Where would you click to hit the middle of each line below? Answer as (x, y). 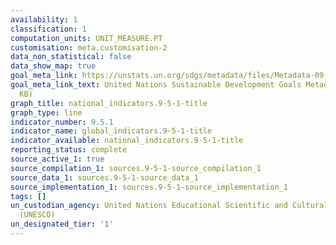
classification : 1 (48, 29)
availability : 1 (44, 19)
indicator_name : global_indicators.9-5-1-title (111, 131)
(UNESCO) (37, 215)
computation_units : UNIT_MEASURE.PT (86, 38)
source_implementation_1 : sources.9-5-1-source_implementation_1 (149, 187)
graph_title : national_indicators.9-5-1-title (109, 103)
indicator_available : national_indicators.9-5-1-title (127, 141)
